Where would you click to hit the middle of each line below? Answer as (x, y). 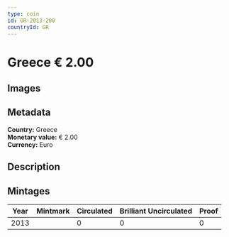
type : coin (23, 14)
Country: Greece (33, 129)
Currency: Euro (30, 144)
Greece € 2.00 (51, 62)
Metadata (29, 112)
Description (34, 167)
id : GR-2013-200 (31, 21)
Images (24, 88)
